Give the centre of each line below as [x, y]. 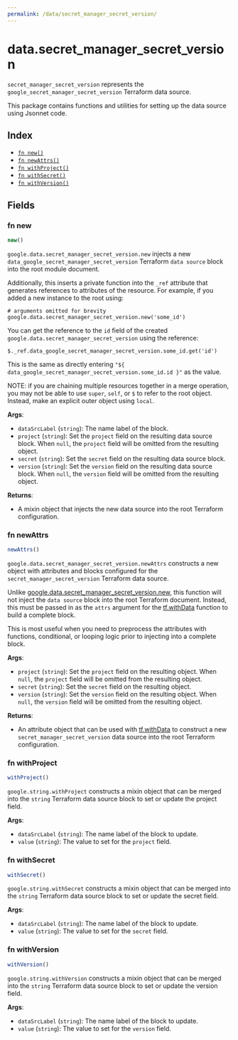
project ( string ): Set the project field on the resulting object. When [117, 672]
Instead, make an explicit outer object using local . [81, 400]
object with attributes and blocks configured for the [83, 571]
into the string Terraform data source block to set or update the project [112, 799]
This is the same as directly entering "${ [66, 364]
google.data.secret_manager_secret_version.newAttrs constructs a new [113, 563]
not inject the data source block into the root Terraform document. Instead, [117, 600]
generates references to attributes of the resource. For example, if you [110, 290]
